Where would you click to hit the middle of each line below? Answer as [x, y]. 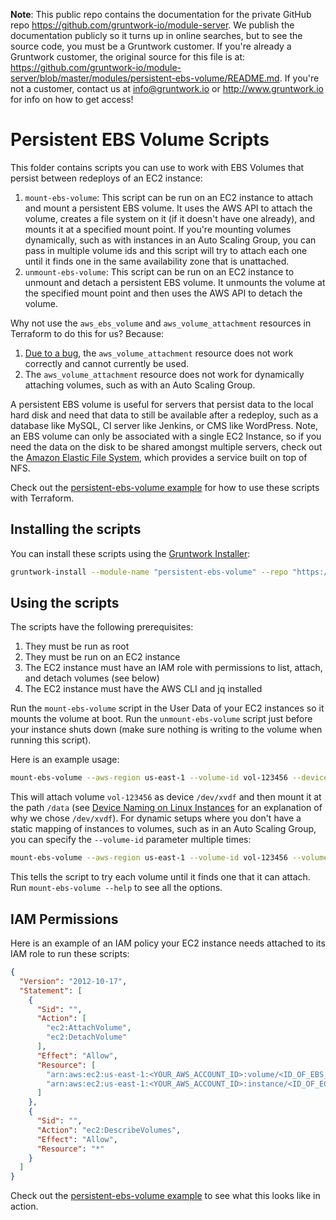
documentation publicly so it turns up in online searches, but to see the [156, 35]
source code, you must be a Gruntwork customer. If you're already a [151, 46]
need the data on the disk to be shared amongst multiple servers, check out [166, 446]
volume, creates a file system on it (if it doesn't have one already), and [169, 218]
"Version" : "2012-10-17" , [73, 981]
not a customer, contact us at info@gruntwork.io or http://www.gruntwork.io [167, 88]
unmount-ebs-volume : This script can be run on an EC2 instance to [159, 271]
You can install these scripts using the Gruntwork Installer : [130, 553]
